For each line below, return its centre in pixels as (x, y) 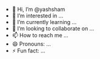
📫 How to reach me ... (40, 35)
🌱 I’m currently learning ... (44, 22)
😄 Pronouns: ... (32, 44)
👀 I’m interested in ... (38, 16)
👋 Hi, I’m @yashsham (38, 9)
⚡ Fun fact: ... (28, 51)
